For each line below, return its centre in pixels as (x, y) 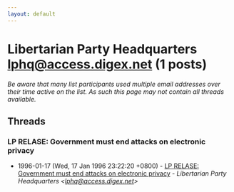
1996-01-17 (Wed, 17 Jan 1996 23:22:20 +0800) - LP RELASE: (108, 166)
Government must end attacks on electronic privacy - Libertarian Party (122, 174)
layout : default (31, 14)
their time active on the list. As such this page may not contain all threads (116, 91)
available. (22, 99)
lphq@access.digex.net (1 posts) (107, 64)
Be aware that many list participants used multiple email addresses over (114, 84)
